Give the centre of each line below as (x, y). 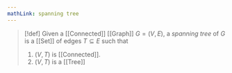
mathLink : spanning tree (43, 14)
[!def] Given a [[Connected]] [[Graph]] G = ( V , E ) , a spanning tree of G (125, 33)
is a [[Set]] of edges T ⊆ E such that (76, 41)
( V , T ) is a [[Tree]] (60, 62)
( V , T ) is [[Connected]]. (67, 54)
